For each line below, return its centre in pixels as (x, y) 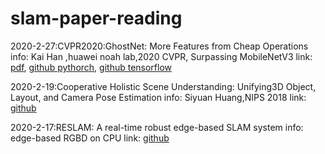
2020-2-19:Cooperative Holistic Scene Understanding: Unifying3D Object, (163, 86)
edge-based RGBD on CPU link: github (90, 138)
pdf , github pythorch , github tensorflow (91, 67)
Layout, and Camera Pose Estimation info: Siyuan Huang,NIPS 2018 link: (158, 97)
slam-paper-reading (96, 18)
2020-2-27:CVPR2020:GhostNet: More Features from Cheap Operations (159, 46)
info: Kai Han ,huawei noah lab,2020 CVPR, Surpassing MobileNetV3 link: (161, 56)
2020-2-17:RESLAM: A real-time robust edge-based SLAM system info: (157, 127)
